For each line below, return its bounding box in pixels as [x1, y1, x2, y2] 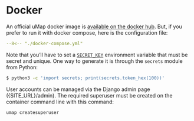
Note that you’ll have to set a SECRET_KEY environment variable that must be [6, 51, 188, 58]
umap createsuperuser [6, 109, 60, 115]
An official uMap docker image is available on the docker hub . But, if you [6, 23, 183, 30]
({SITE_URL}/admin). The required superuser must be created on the [6, 92, 173, 99]
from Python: [6, 63, 38, 70]
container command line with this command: [6, 98, 114, 105]
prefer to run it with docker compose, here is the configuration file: [6, 29, 168, 36]
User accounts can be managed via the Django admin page [6, 86, 150, 93]
